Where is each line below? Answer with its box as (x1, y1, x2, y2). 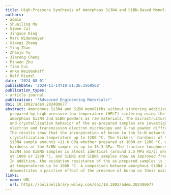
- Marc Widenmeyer (5, 36, 44, 41)
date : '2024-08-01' (5, 78, 47, 83)
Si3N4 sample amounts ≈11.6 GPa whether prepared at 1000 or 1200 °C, (10, 140, 163, 145)
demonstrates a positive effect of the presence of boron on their (10, 168, 156, 173)
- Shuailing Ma (5, 21, 38, 27)
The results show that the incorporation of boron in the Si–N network (10, 130, 165, 135)
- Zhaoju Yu (5, 50, 31, 55)
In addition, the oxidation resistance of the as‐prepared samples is (10, 158, 163, 164)
